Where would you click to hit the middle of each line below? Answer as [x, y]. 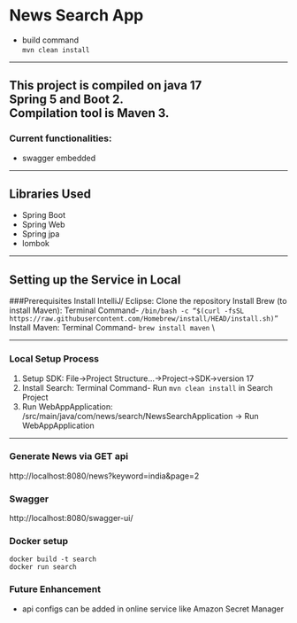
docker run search [43, 567]
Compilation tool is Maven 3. [89, 113]
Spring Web [43, 225]
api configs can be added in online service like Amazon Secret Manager [153, 609]
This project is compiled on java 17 [106, 86]
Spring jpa [41, 234]
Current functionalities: [61, 138]
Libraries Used [50, 195]
